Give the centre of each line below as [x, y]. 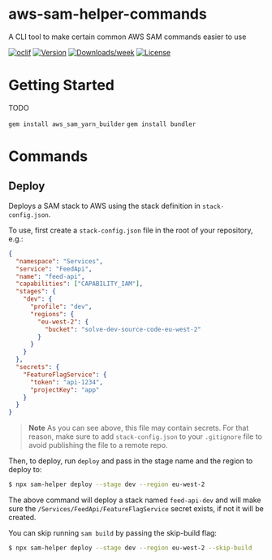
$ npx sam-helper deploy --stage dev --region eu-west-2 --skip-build [130, 548]
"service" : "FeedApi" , [54, 269]
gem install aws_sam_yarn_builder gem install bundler [102, 124]
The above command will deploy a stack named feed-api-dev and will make [135, 500]
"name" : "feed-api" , [50, 276]
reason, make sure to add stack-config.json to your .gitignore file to [145, 436]
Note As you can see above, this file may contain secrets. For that [138, 428]
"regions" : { [52, 314]
